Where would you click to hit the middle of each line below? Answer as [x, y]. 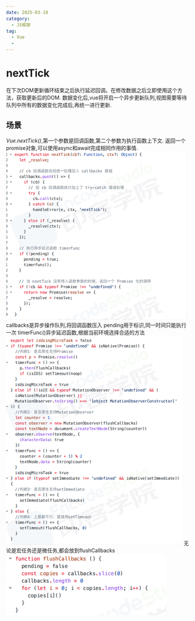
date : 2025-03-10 [27, 12]
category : [18, 19]
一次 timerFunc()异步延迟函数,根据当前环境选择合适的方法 [76, 332]
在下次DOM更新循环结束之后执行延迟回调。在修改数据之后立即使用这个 [92, 90]
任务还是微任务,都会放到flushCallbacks [68, 550]
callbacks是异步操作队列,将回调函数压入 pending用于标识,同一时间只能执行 [96, 325]
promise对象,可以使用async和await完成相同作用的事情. [72, 148]
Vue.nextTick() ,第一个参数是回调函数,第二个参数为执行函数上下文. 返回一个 [96, 141]
